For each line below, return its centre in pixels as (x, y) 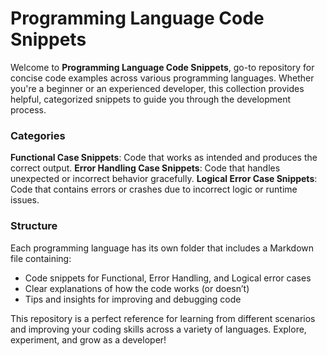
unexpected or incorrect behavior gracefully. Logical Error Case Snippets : (164, 179)
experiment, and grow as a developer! (88, 339)
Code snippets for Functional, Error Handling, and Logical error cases (168, 278)
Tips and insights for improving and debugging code (133, 299)
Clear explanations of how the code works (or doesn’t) (137, 288)
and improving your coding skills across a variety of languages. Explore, (158, 329)
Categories (38, 135)
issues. (25, 200)
